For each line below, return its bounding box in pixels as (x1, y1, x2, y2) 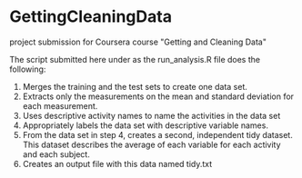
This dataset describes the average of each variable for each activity (22, 139, 281, 150)
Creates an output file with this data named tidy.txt (22, 158, 213, 169)
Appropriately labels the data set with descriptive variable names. (22, 120, 268, 131)
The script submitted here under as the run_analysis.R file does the (9, 54, 261, 64)
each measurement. (22, 100, 98, 111)
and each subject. (22, 148, 91, 160)
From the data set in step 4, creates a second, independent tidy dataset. (22, 129, 293, 140)
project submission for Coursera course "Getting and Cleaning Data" (9, 36, 267, 47)
